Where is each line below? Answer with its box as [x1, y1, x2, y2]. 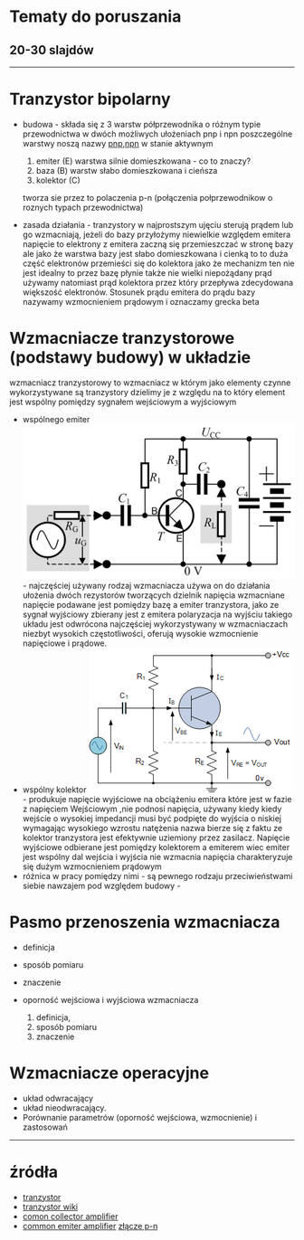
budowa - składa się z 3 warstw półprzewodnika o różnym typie [22, 118, 261, 129]
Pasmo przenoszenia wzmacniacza [9, 912, 280, 932]
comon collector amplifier [22, 1210, 119, 1222]
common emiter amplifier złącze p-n [22, 1220, 158, 1231]
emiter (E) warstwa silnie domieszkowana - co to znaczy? [35, 156, 252, 166]
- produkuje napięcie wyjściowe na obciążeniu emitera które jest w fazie [22, 793, 292, 804]
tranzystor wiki [22, 1201, 79, 1212]
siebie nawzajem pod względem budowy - [22, 880, 181, 891]
